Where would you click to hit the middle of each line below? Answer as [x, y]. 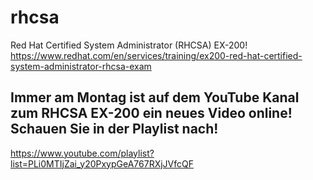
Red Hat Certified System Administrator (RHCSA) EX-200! [129, 45]
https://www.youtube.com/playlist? [82, 153]
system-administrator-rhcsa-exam [81, 66]
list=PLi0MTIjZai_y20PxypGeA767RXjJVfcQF [102, 163]
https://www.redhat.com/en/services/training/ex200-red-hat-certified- [156, 55]
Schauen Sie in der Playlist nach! [114, 129]
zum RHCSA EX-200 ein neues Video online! [151, 113]
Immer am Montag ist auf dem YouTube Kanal [155, 97]
